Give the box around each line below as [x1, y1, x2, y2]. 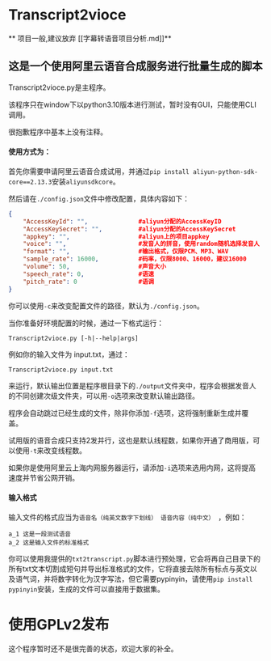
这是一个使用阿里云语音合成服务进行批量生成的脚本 [8, 59, 263, 74]
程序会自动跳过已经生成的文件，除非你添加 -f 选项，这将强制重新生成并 [8, 408, 242, 417]
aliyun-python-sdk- [192, 167, 258, 176]
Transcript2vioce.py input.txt [8, 366, 114, 374]
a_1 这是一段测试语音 [8, 530, 71, 538]
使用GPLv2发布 [8, 615, 110, 633]
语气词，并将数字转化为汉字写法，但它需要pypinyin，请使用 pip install [15, 574, 253, 583]
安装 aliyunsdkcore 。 [51, 176, 120, 186]
